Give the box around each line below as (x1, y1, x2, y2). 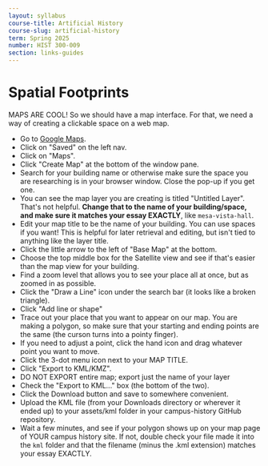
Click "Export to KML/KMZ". (19, 364, 112, 373)
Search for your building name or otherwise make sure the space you (19, 167, 249, 177)
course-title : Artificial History (8, 19, 124, 27)
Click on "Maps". (19, 151, 76, 160)
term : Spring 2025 (8, 34, 70, 42)
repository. (19, 414, 56, 424)
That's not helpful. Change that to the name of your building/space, (19, 202, 247, 211)
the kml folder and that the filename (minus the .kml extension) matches (19, 440, 256, 449)
